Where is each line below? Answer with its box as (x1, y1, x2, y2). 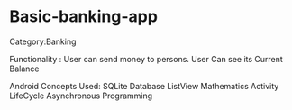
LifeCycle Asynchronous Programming (9, 90, 153, 101)
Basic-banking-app (9, 6, 158, 27)
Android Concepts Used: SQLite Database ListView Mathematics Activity (9, 80, 279, 91)
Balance (9, 63, 40, 74)
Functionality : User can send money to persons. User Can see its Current (9, 53, 284, 64)
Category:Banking (9, 36, 77, 47)
